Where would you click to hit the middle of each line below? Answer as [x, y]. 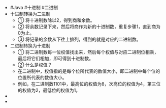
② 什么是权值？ [35, 65]
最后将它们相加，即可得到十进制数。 [56, 58]
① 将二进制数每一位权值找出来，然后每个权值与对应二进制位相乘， [88, 52]
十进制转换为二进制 [30, 14]
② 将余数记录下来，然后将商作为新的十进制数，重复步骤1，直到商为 [89, 26]
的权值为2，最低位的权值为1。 [49, 90]
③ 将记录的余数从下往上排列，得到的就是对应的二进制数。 [79, 39]
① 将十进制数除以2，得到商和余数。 [56, 20]
